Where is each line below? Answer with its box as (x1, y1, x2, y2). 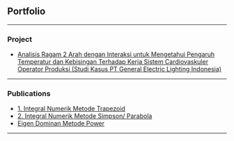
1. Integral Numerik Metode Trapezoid (17, 104, 125, 113)
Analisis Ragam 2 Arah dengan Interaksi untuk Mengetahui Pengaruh (17, 50, 215, 58)
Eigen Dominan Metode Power (17, 119, 105, 128)
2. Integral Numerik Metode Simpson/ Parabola (17, 112, 153, 120)
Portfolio (7, 6, 46, 17)
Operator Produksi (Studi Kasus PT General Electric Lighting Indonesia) (17, 65, 221, 74)
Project (7, 34, 33, 44)
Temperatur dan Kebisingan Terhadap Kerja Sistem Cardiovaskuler (17, 58, 209, 66)
